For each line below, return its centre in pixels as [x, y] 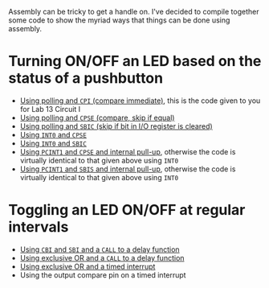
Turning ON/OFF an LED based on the [135, 62]
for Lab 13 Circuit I [50, 109]
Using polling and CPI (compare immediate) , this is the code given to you [140, 101]
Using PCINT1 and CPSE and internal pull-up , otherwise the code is [128, 151]
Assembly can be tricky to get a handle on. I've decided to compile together [134, 12]
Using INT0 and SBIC [53, 143]
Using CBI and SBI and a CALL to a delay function [100, 249]
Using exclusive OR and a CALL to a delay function [102, 257]
